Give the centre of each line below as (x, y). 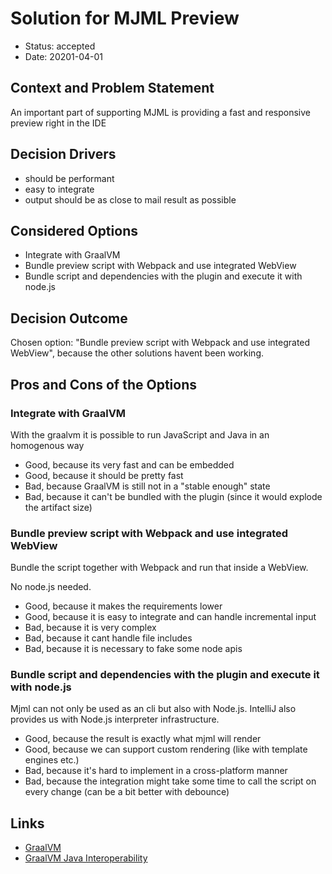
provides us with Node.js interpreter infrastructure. (115, 719)
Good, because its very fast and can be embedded (129, 464)
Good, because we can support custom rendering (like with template (166, 749)
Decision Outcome (69, 318)
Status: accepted (60, 46)
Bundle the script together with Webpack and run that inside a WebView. (159, 568)
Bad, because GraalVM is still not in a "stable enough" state (147, 486)
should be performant (69, 178)
